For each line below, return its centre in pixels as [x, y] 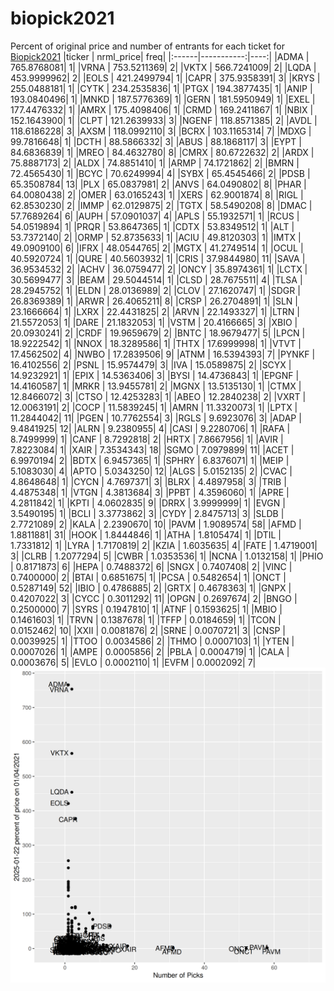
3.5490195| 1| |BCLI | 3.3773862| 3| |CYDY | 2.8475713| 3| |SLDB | [147, 513]
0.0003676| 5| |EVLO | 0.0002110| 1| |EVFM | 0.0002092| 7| [133, 662]
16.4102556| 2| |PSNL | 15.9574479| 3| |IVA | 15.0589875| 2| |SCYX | [151, 364]
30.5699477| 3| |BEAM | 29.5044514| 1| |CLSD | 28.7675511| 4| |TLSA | [156, 279]
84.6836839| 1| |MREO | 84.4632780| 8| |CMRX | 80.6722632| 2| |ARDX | [162, 152]
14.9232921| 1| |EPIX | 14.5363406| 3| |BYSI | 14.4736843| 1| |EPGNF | [155, 375]
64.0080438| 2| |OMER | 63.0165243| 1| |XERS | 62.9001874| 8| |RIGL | [157, 194]
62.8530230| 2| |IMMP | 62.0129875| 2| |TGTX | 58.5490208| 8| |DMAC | [161, 205]
